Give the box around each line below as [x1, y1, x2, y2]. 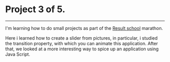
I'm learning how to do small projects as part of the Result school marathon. [5, 25, 163, 31]
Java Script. [5, 51, 30, 57]
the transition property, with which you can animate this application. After [5, 40, 158, 46]
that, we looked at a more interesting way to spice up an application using [5, 46, 159, 52]
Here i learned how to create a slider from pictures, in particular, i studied [5, 35, 158, 41]
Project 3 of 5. [5, 4, 66, 15]
